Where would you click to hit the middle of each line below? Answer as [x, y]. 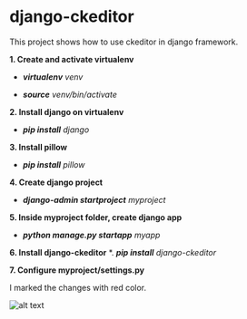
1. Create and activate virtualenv [72, 59]
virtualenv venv [53, 77]
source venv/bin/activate [70, 94]
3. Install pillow [39, 147]
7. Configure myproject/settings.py [77, 270]
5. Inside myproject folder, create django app [96, 217]
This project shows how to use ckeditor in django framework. [124, 42]
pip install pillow [54, 164]
